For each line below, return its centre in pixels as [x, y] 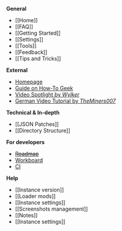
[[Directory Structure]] [43, 130]
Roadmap [27, 154]
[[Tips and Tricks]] [38, 58]
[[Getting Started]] [38, 33]
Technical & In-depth [33, 112]
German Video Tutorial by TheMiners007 [65, 101]
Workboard [29, 160]
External [17, 70]
